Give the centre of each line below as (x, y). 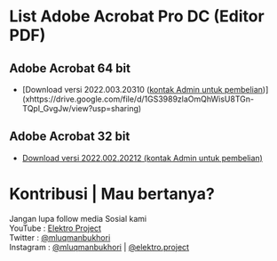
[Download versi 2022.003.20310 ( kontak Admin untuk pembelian (142, 90)
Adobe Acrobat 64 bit (70, 68)
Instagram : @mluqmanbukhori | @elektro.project (99, 247)
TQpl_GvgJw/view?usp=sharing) (82, 108)
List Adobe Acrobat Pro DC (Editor (137, 16)
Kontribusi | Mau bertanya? (112, 194)
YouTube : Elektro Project (55, 228)
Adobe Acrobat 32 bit (70, 137)
